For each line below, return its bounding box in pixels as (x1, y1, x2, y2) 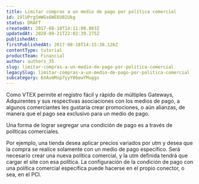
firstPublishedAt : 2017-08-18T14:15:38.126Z (6, 42, 118, 48)
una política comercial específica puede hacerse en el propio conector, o (6, 164, 185, 172)
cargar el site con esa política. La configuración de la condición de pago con (6, 158, 194, 166)
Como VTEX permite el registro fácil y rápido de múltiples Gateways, (6, 91, 174, 99)
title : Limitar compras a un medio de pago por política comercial (6, 8, 177, 15)
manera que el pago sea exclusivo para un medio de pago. (6, 110, 150, 118)
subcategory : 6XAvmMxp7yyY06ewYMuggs (6, 75, 100, 81)
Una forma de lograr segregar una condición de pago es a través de (6, 122, 173, 129)
